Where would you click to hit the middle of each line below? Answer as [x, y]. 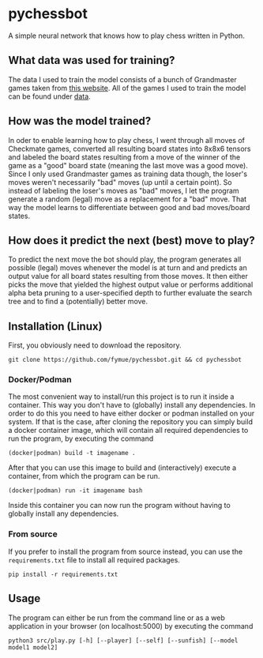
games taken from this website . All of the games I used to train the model [127, 88]
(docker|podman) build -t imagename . [72, 453]
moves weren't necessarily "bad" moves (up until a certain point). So [120, 182]
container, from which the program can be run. [84, 476]
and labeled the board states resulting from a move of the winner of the [124, 157]
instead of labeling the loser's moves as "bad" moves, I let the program [124, 190]
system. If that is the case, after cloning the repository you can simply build [130, 422]
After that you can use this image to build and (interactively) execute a [122, 468]
